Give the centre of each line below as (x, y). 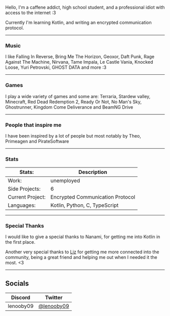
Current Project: (27, 197)
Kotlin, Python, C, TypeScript (84, 205)
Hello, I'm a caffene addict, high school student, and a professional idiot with (85, 7)
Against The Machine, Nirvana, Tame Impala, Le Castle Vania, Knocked (79, 62)
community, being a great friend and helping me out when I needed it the (81, 257)
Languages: (22, 205)
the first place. (20, 242)
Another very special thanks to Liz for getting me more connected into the (82, 252)
